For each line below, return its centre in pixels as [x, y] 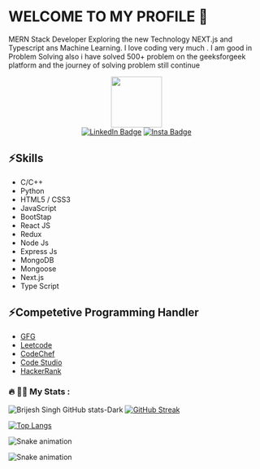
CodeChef [37, 353]
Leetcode [36, 344]
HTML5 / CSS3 [45, 199]
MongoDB [37, 260]
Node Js [34, 243]
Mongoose [38, 269]
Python [32, 191]
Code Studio [41, 362]
